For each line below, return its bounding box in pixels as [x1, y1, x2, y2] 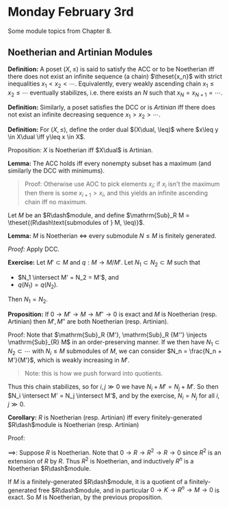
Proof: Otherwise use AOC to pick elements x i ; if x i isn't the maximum [24, 180, 220, 189]
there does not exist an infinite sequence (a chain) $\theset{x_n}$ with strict [8, 72, 223, 80]
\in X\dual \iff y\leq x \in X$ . [8, 133, 86, 141]
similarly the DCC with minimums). [8, 167, 105, 175]
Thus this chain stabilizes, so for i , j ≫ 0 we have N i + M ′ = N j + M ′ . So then [8, 382, 219, 392]
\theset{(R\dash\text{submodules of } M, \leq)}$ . [8, 218, 145, 226]
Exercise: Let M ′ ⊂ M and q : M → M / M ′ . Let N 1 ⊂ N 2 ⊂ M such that [8, 258, 200, 268]
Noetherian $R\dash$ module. [8, 464, 91, 472]
